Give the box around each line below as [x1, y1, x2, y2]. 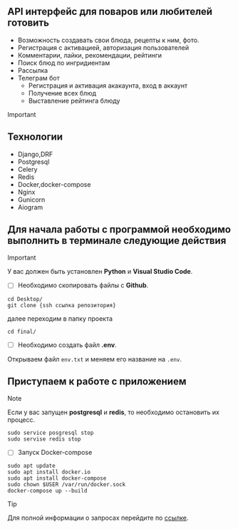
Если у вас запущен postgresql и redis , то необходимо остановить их [7, 408, 219, 416]
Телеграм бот [17, 73, 60, 82]
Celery [17, 165, 38, 173]
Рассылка [17, 66, 48, 74]
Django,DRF [17, 150, 53, 158]
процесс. [7, 416, 36, 424]
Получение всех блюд [28, 88, 97, 97]
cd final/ [7, 328, 37, 335]
